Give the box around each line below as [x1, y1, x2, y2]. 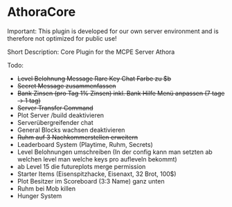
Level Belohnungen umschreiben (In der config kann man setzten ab [17, 148, 213, 156]
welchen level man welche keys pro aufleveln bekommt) [17, 155, 178, 163]
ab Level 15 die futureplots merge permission [17, 162, 146, 170]
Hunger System [17, 191, 62, 200]
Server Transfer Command [17, 103, 93, 112]
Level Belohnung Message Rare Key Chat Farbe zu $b [17, 74, 172, 83]
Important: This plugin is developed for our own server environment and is [7, 27, 220, 35]
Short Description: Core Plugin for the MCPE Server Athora [7, 48, 175, 56]
